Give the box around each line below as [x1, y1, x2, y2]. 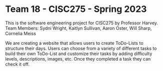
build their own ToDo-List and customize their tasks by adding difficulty [5, 51, 152, 57]
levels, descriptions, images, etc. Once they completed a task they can [5, 56, 151, 62]
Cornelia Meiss [5, 30, 36, 36]
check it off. [5, 61, 30, 67]
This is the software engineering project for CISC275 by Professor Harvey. [5, 20, 158, 26]
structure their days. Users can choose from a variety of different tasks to [5, 45, 157, 51]
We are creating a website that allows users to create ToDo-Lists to [5, 40, 143, 46]
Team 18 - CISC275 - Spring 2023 [5, 3, 147, 15]
